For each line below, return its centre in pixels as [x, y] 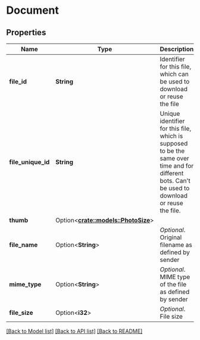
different [172, 173]
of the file [173, 284]
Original [171, 237]
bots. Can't [175, 181]
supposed [174, 143]
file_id [18, 81]
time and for [177, 166]
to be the [172, 151]
